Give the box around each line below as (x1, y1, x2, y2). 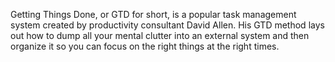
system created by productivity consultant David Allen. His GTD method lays (10, 19, 325, 31)
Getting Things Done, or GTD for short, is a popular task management (10, 9, 297, 20)
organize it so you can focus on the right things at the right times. (10, 40, 280, 52)
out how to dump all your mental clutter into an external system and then (10, 30, 310, 41)
